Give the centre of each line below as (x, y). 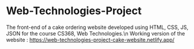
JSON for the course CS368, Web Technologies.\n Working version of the (96, 33)
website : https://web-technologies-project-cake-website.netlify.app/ (91, 40)
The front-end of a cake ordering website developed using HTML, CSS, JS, (97, 27)
